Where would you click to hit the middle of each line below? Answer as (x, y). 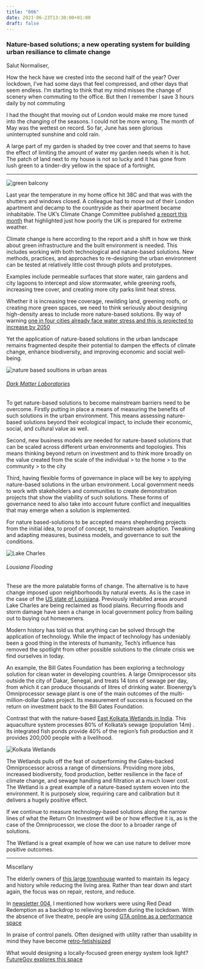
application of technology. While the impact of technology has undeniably (99, 637)
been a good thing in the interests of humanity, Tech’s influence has (91, 643)
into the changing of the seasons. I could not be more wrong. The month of (100, 121)
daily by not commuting (36, 103)
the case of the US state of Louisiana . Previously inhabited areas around (97, 599)
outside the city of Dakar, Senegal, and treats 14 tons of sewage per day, (97, 681)
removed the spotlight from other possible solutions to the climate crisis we (100, 650)
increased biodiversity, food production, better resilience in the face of (95, 774)
